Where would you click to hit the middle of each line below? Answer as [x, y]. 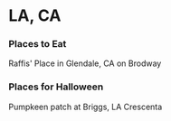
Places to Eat [38, 44]
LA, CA [35, 16]
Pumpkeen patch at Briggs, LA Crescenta [85, 107]
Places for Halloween [56, 87]
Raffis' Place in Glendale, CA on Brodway [85, 63]
